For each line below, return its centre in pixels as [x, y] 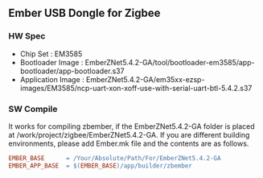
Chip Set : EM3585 [51, 54]
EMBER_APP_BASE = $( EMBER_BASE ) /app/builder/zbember [101, 166]
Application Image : [52, 79]
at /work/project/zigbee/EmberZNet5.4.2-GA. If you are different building [129, 135]
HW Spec [27, 36]
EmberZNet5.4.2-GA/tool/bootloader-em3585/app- [170, 62]
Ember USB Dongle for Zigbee [84, 13]
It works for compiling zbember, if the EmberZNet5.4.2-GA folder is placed [131, 126]
